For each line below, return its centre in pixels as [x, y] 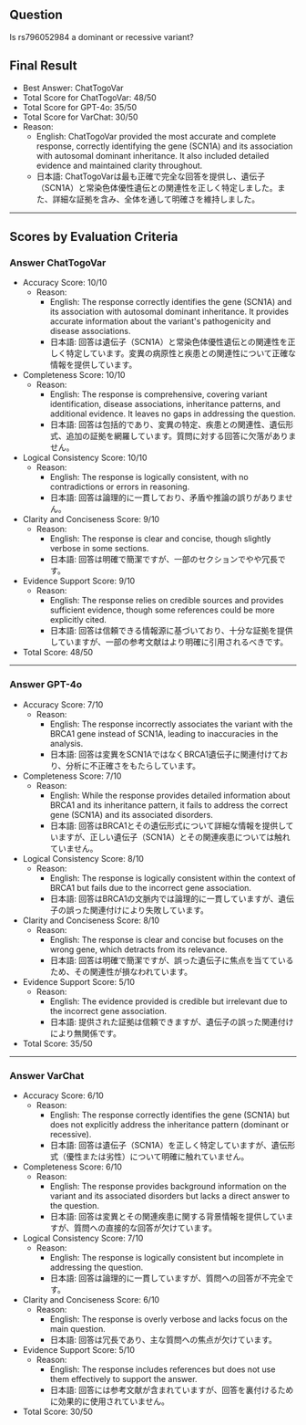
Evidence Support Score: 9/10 [79, 581]
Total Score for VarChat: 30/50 [80, 117]
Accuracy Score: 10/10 [65, 283]
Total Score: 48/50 [58, 653]
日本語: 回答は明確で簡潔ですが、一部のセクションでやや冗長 [164, 560]
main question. [78, 1328]
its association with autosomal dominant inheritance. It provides [169, 312]
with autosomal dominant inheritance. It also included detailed [153, 155]
